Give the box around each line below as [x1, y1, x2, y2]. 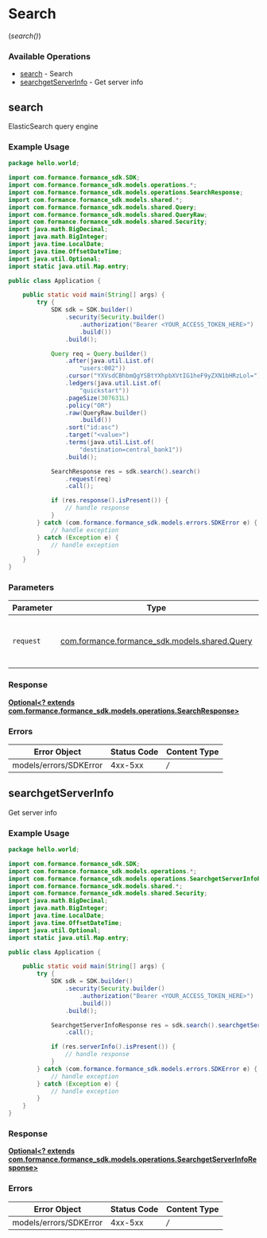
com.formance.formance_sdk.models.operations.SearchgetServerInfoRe [8, 1155, 257, 1164]
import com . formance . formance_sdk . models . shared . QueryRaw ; [8, 211, 208, 219]
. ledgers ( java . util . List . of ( [64, 379, 161, 388]
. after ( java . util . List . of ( [64, 357, 155, 366]
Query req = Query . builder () [50, 350, 148, 358]
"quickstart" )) [79, 386, 130, 394]
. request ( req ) [64, 474, 112, 483]
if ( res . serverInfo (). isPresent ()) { [50, 1043, 176, 1051]
